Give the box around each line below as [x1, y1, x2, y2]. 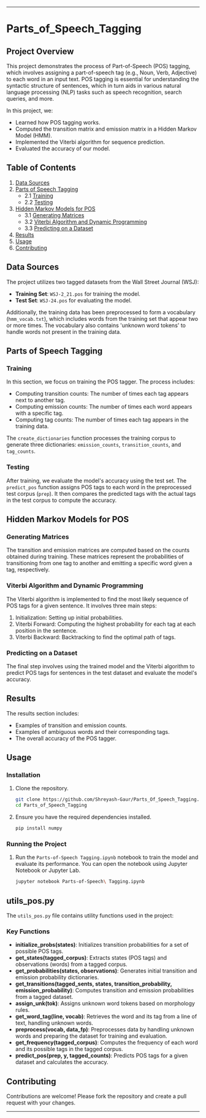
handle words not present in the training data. [6, 328, 121, 335]
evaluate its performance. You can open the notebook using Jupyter [15, 860, 188, 868]
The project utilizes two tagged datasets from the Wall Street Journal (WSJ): [6, 278, 199, 285]
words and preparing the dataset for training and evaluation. [15, 1032, 167, 1040]
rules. [15, 1006, 30, 1014]
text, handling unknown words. [15, 1019, 94, 1027]
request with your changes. [6, 1099, 75, 1106]
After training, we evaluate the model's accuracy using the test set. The [6, 477, 187, 484]
